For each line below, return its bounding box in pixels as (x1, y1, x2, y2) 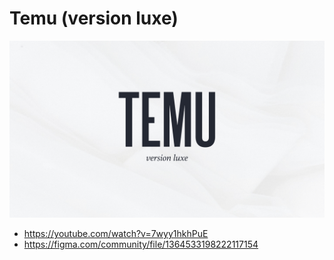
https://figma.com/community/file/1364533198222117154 (23, 238, 259, 251)
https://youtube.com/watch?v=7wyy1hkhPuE (23, 228, 209, 240)
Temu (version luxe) (9, 7, 179, 30)
